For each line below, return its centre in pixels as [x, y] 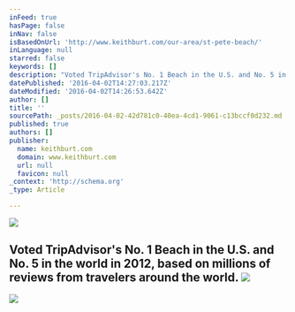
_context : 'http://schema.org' [67, 182]
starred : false [37, 58]
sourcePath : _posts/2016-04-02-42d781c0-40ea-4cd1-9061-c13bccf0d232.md [146, 116]
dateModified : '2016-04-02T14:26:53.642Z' [88, 91]
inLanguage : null [41, 50]
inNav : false [33, 34]
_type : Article [37, 190]
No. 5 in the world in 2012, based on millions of [140, 264]
